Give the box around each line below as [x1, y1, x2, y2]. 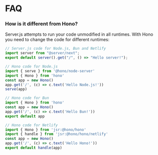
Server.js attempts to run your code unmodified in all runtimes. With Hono [5, 31, 153, 37]
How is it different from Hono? [5, 21, 78, 27]
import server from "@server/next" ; [5, 51, 80, 56]
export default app [5, 113, 45, 119]
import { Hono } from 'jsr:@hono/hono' [5, 127, 87, 132]
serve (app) [5, 87, 27, 92]
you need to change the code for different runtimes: [5, 37, 110, 43]
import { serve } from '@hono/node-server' [5, 68, 95, 73]
